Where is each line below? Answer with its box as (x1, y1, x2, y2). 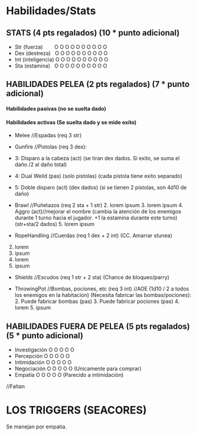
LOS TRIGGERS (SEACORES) (6, 403, 147, 417)
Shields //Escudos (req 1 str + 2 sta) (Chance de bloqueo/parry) (14, 274, 170, 281)
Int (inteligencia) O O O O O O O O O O (14, 56, 109, 63)
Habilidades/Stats (6, 4, 96, 18)
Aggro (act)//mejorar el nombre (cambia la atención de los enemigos (14, 208, 182, 215)
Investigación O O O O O (14, 346, 75, 353)
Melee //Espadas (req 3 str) (14, 132, 82, 139)
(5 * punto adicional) (6, 330, 84, 341)
